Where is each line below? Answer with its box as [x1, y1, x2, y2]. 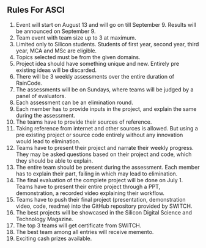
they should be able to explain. [15, 157, 94, 164]
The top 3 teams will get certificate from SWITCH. [15, 222, 142, 229]
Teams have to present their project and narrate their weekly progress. [15, 144, 194, 151]
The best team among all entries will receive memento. [15, 228, 154, 235]
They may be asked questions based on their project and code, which [15, 151, 192, 158]
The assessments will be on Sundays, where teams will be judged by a [15, 85, 194, 93]
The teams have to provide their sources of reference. [15, 118, 152, 126]
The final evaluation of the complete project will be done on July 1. [15, 176, 183, 183]
